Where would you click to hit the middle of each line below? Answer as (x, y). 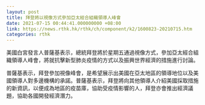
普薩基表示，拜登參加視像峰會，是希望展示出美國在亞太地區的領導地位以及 (100, 73)
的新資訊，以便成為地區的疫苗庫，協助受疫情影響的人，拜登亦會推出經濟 (97, 88)
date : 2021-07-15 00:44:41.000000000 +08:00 (64, 23)
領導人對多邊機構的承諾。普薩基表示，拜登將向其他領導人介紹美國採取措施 (105, 81)
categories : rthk (28, 35)
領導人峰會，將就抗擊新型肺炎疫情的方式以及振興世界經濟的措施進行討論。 (105, 60)
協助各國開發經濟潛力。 (46, 96)
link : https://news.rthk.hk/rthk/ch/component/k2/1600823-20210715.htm (99, 29)
